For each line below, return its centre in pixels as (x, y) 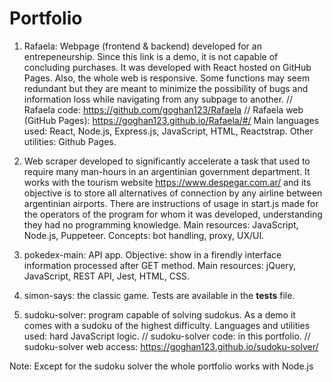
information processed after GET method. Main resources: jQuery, (160, 265)
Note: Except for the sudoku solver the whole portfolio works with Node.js (161, 366)
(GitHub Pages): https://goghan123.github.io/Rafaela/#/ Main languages (171, 120)
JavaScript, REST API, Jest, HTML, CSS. (106, 276)
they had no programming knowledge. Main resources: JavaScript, (161, 224)
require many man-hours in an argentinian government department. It (167, 171)
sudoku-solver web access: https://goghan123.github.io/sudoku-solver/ (171, 346)
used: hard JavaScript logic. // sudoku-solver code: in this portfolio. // (167, 336)
